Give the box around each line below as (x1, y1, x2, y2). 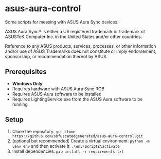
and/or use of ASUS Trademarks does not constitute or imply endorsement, (5, 48, 157, 54)
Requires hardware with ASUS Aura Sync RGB (12, 86, 105, 92)
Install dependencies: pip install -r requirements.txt (12, 148, 124, 154)
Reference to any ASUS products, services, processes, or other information (5, 43, 157, 49)
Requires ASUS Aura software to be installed (12, 91, 102, 97)
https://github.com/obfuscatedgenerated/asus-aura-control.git (12, 134, 143, 139)
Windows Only (12, 80, 43, 86)
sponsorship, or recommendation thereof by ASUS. (5, 53, 108, 59)
